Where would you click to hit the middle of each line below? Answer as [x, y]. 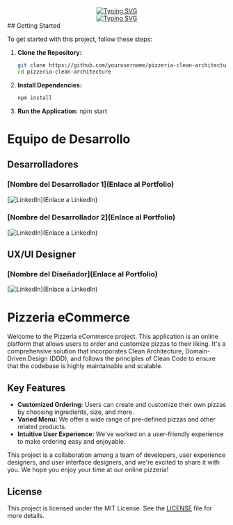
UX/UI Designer [42, 255]
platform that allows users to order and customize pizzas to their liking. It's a [116, 344]
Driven [17, 359]
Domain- [198, 351]
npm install [34, 98]
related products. [42, 427]
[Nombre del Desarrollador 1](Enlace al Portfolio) [91, 185]
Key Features [37, 388]
